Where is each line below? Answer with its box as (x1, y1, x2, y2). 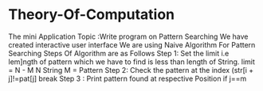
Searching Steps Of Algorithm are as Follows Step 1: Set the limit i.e (8, 48, 230, 58)
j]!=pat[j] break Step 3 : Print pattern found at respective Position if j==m (8, 74, 247, 83)
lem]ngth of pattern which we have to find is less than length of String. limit (8, 57, 255, 66)
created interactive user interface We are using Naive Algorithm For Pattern (8, 40, 256, 49)
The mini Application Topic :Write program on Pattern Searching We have (8, 32, 249, 41)
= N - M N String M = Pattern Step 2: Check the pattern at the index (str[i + (8, 65, 254, 74)
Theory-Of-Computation (8, 6, 175, 24)
